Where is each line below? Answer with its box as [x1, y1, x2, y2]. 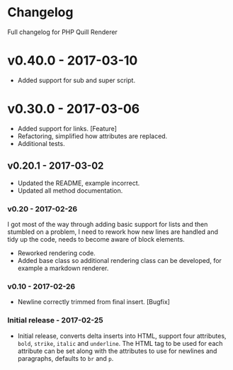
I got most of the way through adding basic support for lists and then [7, 220, 208, 228]
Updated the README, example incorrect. [17, 179, 140, 187]
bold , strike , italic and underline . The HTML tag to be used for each [17, 339, 223, 347]
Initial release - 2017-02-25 [7, 315, 104, 325]
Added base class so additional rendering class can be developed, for [17, 256, 222, 264]
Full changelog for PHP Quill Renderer [7, 28, 118, 36]
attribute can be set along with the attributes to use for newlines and [17, 347, 217, 355]
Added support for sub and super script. [17, 76, 136, 84]
